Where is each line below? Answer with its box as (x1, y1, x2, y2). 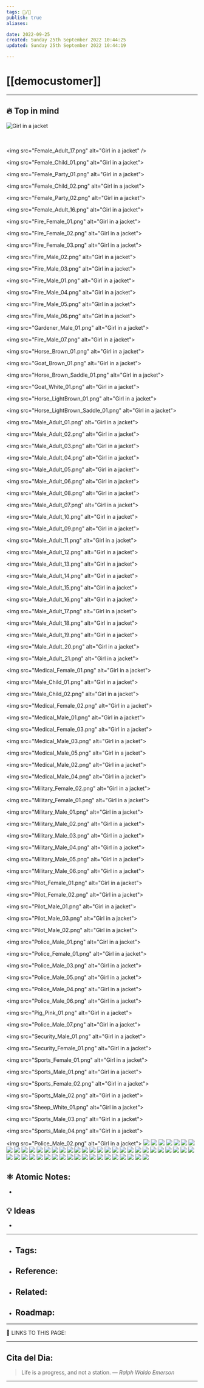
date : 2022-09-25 (6, 31, 50, 37)
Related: (15, 1287, 47, 1297)
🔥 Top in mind (6, 106, 59, 116)
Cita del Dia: (6, 1353, 53, 1363)
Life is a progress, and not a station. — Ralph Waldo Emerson (21, 1369, 175, 1376)
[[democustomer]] (6, 74, 101, 88)
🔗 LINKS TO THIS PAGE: (6, 1329, 66, 1337)
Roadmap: (15, 1307, 55, 1317)
